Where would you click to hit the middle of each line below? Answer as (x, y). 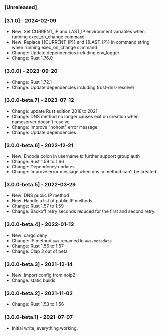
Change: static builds (34, 280)
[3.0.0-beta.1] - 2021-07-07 (39, 317)
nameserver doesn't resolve (41, 122)
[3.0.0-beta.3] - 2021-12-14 (39, 264)
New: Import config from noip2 (43, 275)
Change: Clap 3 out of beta (40, 251)
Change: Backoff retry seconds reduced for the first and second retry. (83, 211)
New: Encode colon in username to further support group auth (76, 156)
